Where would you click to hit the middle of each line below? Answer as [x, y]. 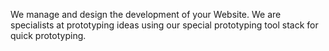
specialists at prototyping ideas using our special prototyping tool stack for [164, 25]
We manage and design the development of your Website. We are [146, 14]
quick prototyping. [48, 35]
